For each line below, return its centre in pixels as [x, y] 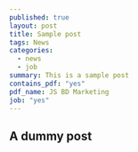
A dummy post [51, 136]
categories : [31, 51]
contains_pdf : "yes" [48, 84]
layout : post [33, 26]
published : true [39, 17]
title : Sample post [45, 34]
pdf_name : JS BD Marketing [59, 92]
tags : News [29, 42]
